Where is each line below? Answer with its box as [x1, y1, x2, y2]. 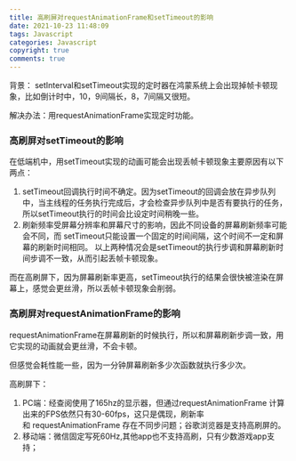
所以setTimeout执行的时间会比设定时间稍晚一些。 [21, 208, 204, 219]
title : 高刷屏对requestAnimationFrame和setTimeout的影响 [9, 12, 214, 22]
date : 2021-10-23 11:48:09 [9, 21, 109, 30]
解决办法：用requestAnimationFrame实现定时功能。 [9, 110, 198, 120]
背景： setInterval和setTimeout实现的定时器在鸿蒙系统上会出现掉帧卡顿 [9, 80, 271, 90]
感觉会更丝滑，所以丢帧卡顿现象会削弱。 [32, 283, 180, 294]
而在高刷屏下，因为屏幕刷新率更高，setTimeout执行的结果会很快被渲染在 [9, 272, 276, 283]
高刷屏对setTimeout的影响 [9, 134, 124, 147]
